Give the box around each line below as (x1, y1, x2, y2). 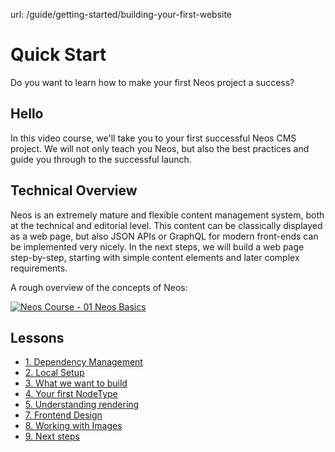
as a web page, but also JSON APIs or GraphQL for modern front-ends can (10, 230, 319, 242)
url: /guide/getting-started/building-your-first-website (10, 9, 233, 20)
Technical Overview (10, 182, 138, 199)
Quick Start (10, 44, 107, 66)
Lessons (10, 329, 65, 346)
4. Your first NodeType (24, 388, 118, 400)
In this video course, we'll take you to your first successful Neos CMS (10, 132, 297, 144)
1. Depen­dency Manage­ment (24, 356, 143, 368)
